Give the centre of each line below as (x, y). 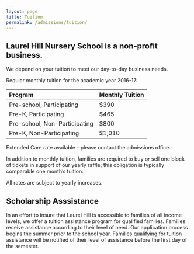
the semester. (22, 246)
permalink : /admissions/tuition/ (47, 22)
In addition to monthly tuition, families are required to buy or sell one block (96, 159)
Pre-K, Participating (37, 114)
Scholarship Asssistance (53, 201)
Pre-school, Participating (44, 105)
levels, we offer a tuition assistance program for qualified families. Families (96, 221)
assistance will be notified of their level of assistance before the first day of (97, 240)
